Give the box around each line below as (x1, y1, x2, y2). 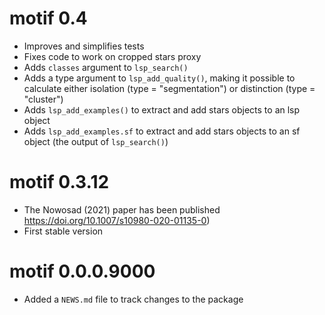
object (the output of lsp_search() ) (23, 135, 169, 147)
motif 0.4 (9, 7, 88, 30)
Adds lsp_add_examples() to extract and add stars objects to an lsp (23, 103, 301, 116)
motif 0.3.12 (9, 171, 110, 194)
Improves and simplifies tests (23, 40, 145, 52)
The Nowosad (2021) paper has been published (23, 203, 221, 216)
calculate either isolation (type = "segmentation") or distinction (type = (23, 82, 316, 94)
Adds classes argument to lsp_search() (23, 61, 189, 73)
